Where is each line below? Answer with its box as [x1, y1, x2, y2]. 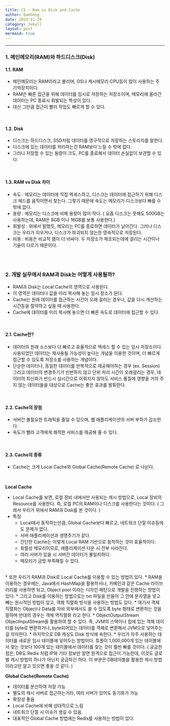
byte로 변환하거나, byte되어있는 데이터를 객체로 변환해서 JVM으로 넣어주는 [14, 625, 163, 631]
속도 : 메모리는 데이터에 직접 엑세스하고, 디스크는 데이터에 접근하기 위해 [12, 191, 153, 197]
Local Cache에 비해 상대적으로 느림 [12, 703, 83, 709]
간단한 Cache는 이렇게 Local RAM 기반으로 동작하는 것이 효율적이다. [20, 539, 156, 545]
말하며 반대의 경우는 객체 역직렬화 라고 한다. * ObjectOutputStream [5, 612, 139, 618]
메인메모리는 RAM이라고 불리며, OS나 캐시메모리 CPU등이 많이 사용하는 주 [12, 78, 160, 84]
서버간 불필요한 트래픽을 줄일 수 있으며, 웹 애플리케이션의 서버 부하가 [12, 417, 148, 423]
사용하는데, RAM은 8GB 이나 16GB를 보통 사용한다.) [12, 216, 115, 223]
